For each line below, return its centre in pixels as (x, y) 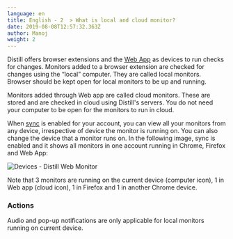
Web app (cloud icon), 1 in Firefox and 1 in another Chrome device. (102, 187)
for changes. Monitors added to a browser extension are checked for (106, 67)
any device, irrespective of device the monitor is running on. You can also (113, 131)
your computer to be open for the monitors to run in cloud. (91, 110)
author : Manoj (28, 33)
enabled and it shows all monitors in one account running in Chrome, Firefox (116, 146)
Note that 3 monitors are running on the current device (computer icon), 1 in (116, 180)
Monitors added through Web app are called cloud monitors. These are (109, 95)
